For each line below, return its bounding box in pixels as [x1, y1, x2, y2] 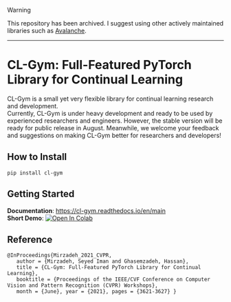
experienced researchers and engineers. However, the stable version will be [7, 117, 223, 125]
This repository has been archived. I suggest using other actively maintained [7, 19, 224, 27]
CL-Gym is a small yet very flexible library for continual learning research [7, 94, 214, 103]
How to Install [7, 151, 67, 163]
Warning [7, 6, 31, 14]
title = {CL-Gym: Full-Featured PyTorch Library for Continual [16, 264, 201, 271]
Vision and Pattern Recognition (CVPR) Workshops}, [7, 282, 158, 289]
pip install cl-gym [7, 169, 63, 177]
